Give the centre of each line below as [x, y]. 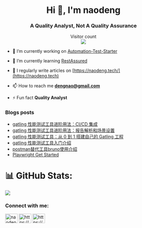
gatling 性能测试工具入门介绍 [42, 143]
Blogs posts [20, 113]
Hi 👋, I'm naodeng [83, 10]
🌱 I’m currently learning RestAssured [50, 61]
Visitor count [83, 36]
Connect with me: [27, 206]
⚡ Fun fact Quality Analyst [40, 98]
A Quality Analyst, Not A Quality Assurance [83, 26]
